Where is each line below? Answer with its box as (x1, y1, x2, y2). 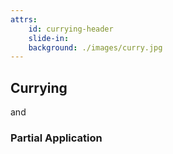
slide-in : (28, 33, 70, 43)
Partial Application (10, 131, 103, 145)
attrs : (10, 14, 38, 25)
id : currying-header (28, 24, 114, 34)
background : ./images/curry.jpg (28, 42, 163, 53)
